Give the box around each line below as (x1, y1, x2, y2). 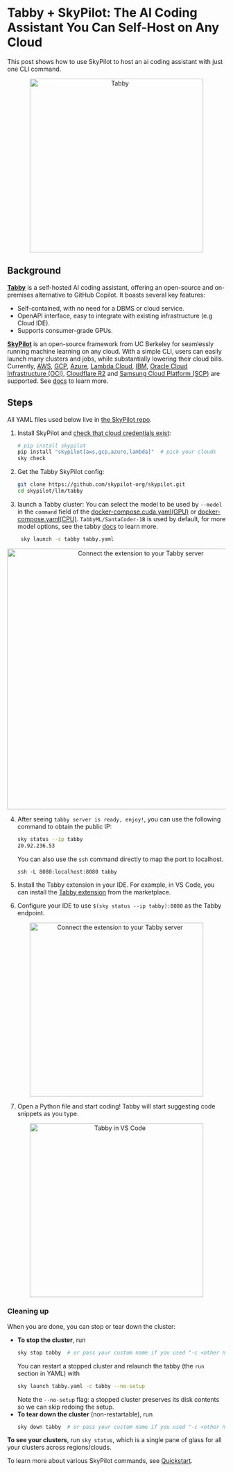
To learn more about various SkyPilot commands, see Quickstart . (7, 1457, 193, 1465)
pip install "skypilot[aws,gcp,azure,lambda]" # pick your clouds (17, 448, 216, 456)
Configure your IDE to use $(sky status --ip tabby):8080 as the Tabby (17, 901, 222, 910)
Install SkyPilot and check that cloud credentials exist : (17, 429, 171, 437)
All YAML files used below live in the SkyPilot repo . (7, 415, 152, 423)
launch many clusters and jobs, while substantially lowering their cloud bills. (7, 354, 224, 363)
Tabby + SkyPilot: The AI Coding (7, 5, 198, 21)
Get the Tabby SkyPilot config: (17, 468, 105, 476)
